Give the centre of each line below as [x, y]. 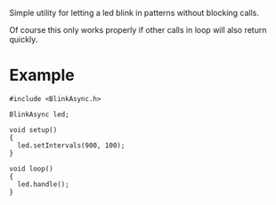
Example [42, 75]
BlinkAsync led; [39, 114]
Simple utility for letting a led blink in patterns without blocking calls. [134, 13]
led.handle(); [43, 184]
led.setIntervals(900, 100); [71, 146]
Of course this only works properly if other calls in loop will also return [138, 30]
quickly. [24, 39]
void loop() [31, 169]
